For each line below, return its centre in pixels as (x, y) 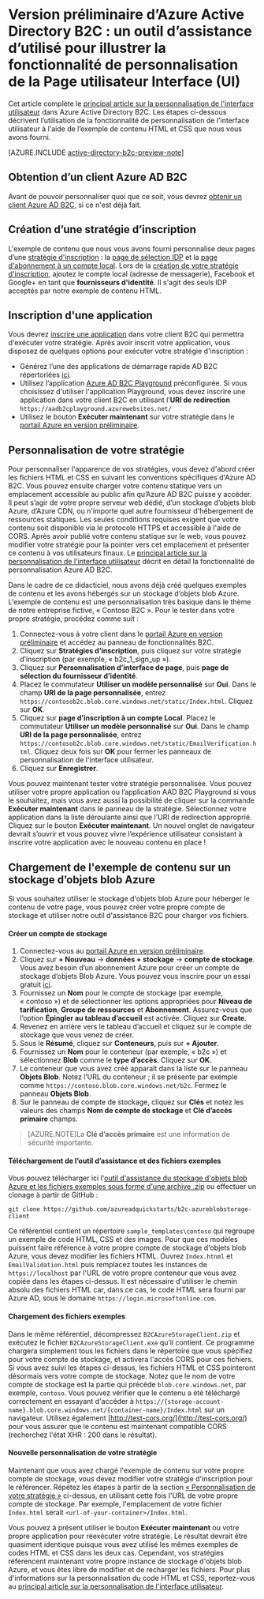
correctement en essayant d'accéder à (71, 1401)
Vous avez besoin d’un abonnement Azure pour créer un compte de (130, 968)
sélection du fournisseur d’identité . (78, 676)
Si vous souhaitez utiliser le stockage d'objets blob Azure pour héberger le (129, 899)
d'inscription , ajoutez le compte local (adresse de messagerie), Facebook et (131, 273)
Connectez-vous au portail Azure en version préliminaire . (112, 951)
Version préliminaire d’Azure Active (126, 15)
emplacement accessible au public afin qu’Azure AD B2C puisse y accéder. (130, 495)
